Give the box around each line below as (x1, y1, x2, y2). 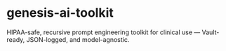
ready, (6, 35, 25, 43)
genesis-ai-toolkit (6, 5, 114, 21)
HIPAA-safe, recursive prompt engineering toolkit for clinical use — (6, 28, 201, 36)
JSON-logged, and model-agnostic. (26, 35, 130, 43)
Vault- (201, 28, 220, 36)
